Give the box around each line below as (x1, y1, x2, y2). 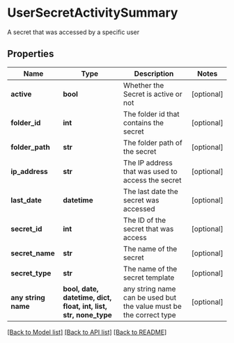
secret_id (10, 224, 42, 234)
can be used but (123, 292, 176, 302)
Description (134, 68, 174, 78)
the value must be (123, 301, 182, 311)
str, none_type (63, 310, 113, 319)
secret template (123, 273, 175, 282)
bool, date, (63, 284, 99, 294)
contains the (123, 118, 164, 127)
